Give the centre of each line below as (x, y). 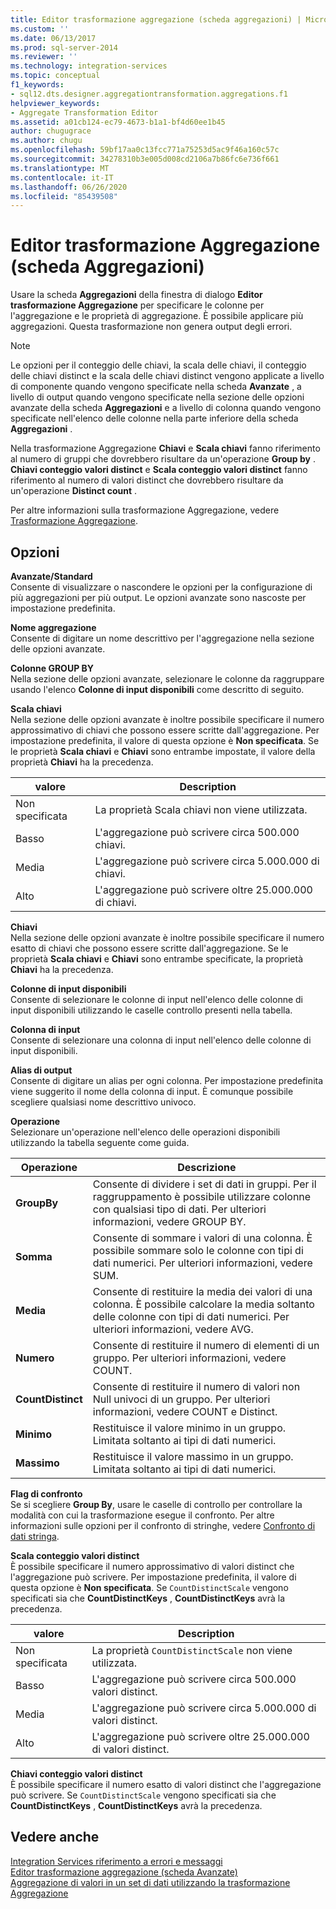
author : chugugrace (51, 131)
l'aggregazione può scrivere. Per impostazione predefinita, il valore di (153, 1577)
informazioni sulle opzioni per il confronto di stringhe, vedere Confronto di (163, 1525)
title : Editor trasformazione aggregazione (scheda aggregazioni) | (156, 19)
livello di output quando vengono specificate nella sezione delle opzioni (157, 397)
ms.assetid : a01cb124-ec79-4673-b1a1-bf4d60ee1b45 (118, 122)
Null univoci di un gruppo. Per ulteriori (181, 1399)
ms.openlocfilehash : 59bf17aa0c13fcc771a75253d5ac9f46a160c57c (145, 150)
